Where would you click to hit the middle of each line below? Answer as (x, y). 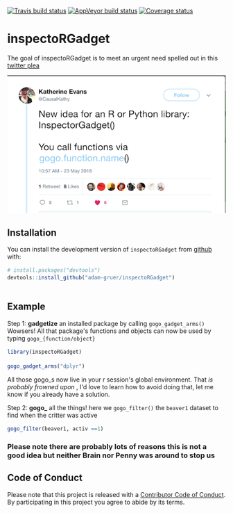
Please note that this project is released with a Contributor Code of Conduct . (116, 494)
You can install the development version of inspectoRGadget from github (110, 250)
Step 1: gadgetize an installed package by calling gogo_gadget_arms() (106, 323)
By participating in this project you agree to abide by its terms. (96, 502)
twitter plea (24, 65)
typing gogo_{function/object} (51, 338)
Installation (32, 233)
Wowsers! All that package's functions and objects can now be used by (109, 331)
